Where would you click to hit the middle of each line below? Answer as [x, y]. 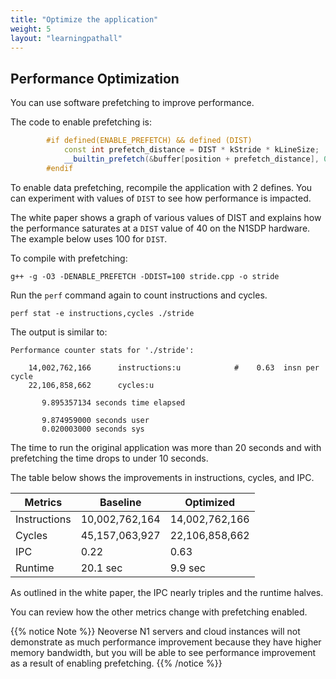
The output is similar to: [59, 332]
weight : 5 [31, 29]
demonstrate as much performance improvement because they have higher [166, 642]
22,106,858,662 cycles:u [91, 385]
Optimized [210, 502]
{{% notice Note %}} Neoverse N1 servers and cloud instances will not [155, 631]
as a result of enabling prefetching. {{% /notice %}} [116, 663]
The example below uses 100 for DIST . [89, 238]
